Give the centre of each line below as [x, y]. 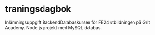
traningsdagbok [38, 9]
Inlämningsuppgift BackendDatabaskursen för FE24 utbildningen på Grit [77, 22]
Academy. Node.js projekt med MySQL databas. [53, 27]
